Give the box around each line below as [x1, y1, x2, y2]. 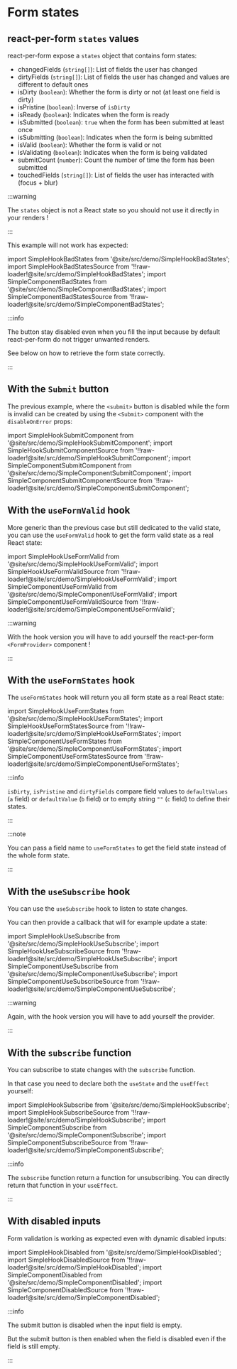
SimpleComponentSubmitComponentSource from [7, 476, 153, 485]
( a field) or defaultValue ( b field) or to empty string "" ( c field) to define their [7, 795, 231, 803]
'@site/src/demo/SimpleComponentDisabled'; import [7, 1278, 162, 1287]
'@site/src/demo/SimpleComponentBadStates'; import [7, 285, 167, 293]
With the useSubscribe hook [7, 885, 131, 897]
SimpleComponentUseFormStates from [7, 737, 123, 746]
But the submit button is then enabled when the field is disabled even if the [7, 1334, 226, 1343]
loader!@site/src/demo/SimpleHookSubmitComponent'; [7, 453, 170, 462]
